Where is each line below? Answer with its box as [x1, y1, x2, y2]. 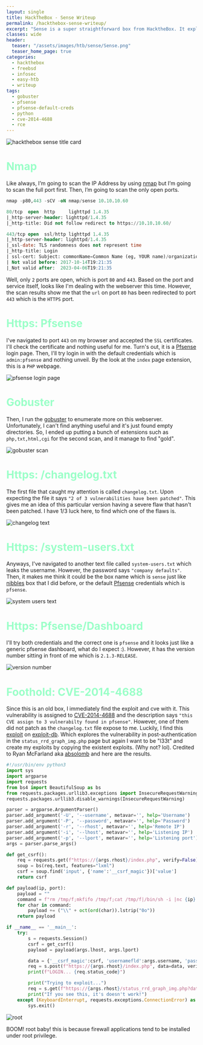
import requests [6, 779, 47, 785]
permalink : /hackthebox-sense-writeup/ [6, 20, 107, 26]
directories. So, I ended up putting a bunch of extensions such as [6, 428, 169, 436]
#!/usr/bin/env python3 [6, 762, 66, 768]
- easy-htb [11, 76, 39, 83]
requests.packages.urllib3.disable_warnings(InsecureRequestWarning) [6, 796, 185, 802]
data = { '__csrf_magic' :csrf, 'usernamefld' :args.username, [28, 958, 182, 964]
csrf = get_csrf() [28, 941, 74, 947]
